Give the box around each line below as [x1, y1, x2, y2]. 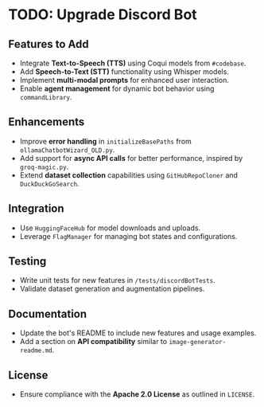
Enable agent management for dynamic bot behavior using [19, 84, 215, 93]
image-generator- [169, 339, 227, 346]
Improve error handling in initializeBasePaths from [19, 136, 192, 146]
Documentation [8, 307, 87, 320]
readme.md [19, 346, 53, 355]
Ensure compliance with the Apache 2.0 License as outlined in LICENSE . [19, 389, 255, 399]
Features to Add [8, 37, 89, 51]
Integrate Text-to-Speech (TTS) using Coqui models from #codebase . [19, 58, 247, 68]
